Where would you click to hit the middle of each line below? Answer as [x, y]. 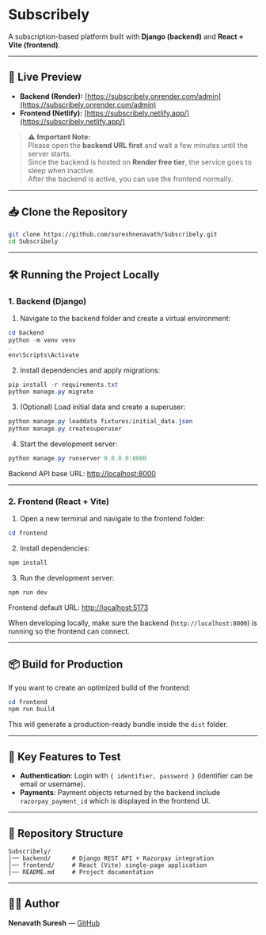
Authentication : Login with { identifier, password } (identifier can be [136, 776]
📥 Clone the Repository [68, 212]
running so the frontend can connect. [69, 631]
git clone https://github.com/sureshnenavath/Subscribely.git [113, 234]
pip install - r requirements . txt [63, 384]
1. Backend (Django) [47, 301]
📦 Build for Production [66, 665]
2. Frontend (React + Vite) [59, 502]
